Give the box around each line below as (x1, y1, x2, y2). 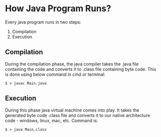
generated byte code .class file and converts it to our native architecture (5, 112, 150, 118)
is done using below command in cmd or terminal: (5, 71, 106, 77)
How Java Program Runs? (5, 3, 111, 14)
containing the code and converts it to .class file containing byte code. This (5, 66, 157, 72)
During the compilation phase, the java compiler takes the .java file (5, 61, 139, 67)
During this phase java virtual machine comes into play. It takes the (5, 107, 140, 113)
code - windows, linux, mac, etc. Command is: (5, 117, 99, 123)
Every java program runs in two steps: (5, 19, 81, 25)
